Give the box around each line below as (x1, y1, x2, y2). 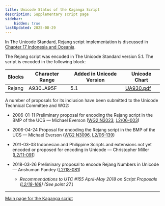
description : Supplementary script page (5, 12, 89, 17)
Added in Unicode (74, 71, 117, 77)
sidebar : (5, 16, 23, 21)
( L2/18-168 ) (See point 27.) (19, 181, 74, 187)
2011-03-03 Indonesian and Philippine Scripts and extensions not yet (12, 142, 152, 148)
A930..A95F (28, 85, 57, 92)
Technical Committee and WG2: (5, 103, 70, 108)
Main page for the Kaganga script (5, 196, 73, 202)
